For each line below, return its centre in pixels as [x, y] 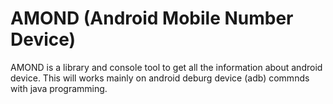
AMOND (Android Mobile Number [152, 18]
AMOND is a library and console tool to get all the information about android [166, 67]
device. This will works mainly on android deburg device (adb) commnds [160, 78]
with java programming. [59, 88]
